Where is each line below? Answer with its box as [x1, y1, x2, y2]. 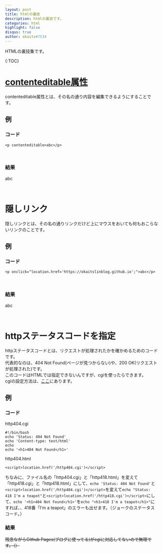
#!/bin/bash [5, 430, 29, 435]
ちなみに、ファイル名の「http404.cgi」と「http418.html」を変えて [5, 475, 138, 480]
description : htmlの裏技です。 [5, 16, 64, 21]
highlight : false [5, 25, 40, 30]
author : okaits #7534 [5, 35, 47, 39]
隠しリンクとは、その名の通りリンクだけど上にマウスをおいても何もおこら [5, 220, 154, 227]
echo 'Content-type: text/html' [5, 439, 71, 444]
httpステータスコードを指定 [5, 330, 116, 342]
